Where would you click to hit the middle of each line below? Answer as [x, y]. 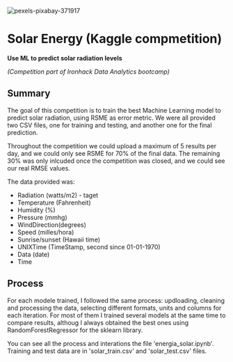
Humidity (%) [36, 210]
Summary [29, 94]
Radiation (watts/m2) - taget [58, 195]
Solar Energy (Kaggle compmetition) [115, 39]
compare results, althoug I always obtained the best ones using [98, 322]
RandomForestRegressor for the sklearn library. [75, 330]
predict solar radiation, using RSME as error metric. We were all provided [111, 118]
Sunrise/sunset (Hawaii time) [59, 239]
